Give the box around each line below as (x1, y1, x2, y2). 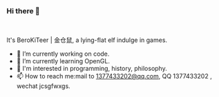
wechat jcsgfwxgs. (16, 82, 70, 90)
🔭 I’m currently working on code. (16, 50, 110, 58)
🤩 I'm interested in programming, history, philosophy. (16, 65, 167, 73)
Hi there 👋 (6, 6, 41, 16)
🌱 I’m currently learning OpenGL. (16, 57, 110, 65)
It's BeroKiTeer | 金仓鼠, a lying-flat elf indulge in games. (6, 36, 167, 44)
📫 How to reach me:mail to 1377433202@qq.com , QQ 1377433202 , (16, 72, 212, 80)
